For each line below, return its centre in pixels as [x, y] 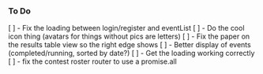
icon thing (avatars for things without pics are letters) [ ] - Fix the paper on [129, 36]
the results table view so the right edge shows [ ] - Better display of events [130, 45]
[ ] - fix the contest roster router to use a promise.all [93, 61]
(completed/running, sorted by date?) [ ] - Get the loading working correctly [131, 54]
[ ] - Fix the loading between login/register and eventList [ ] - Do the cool [126, 28]
